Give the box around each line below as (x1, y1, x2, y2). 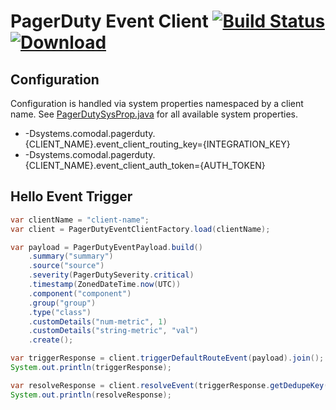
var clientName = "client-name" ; (10, 215, 150, 225)
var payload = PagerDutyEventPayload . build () (10, 242, 203, 252)
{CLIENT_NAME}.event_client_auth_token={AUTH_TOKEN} (24, 160, 266, 171)
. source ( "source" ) (28, 261, 105, 271)
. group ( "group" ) (28, 298, 97, 308)
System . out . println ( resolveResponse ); (10, 390, 172, 400)
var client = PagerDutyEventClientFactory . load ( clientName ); (10, 224, 271, 234)
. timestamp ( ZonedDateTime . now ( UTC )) (28, 280, 182, 290)
